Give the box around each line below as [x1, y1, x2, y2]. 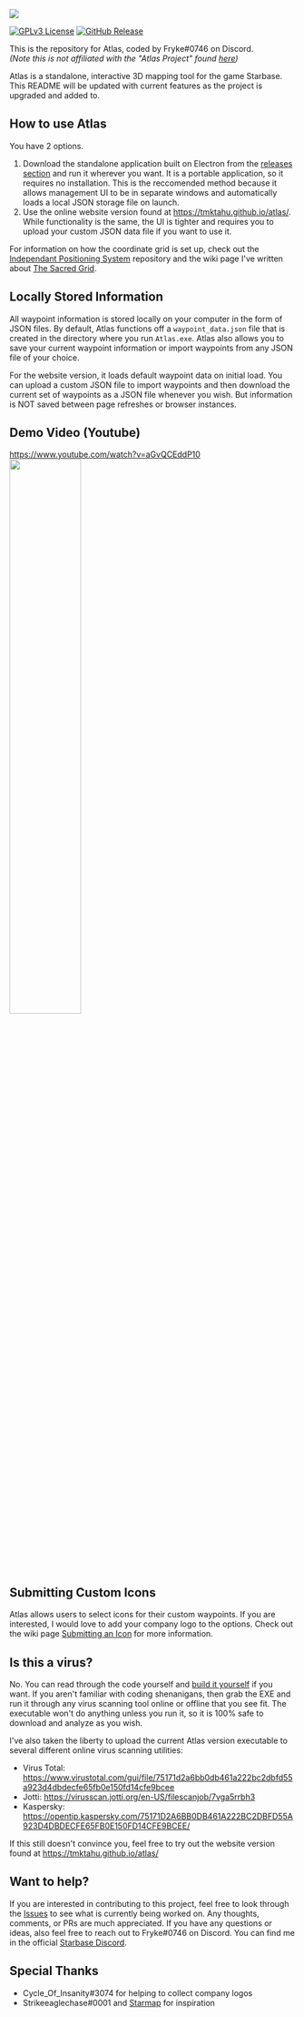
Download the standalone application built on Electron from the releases [22, 157, 293, 168]
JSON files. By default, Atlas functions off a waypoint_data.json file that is [9, 323, 286, 334]
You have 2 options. [9, 140, 84, 151]
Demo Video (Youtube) [9, 425, 141, 441]
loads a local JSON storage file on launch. [22, 197, 180, 208]
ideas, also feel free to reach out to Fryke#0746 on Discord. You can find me [9, 1927, 296, 1938]
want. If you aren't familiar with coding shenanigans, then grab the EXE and [9, 1688, 291, 1699]
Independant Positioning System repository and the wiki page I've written [9, 253, 284, 264]
